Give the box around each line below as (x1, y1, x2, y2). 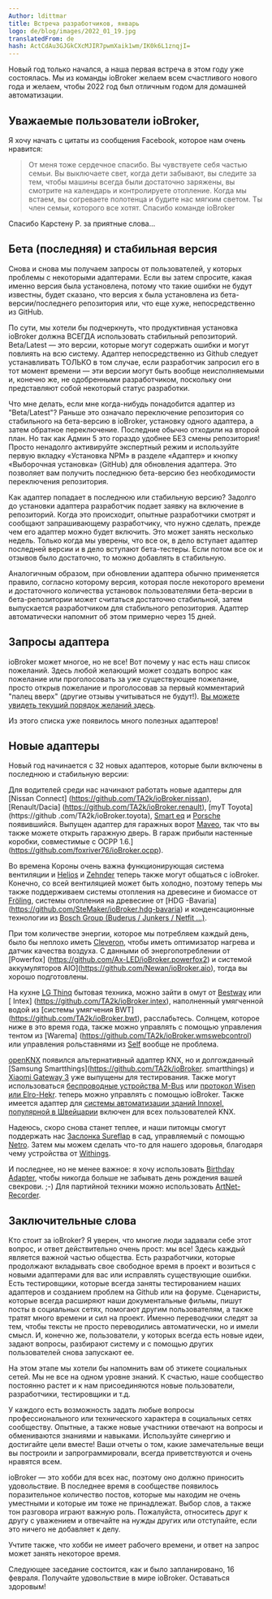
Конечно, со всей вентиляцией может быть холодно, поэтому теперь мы (8, 878, 262, 888)
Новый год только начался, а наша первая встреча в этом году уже (8, 64, 244, 74)
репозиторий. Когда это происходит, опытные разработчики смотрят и (8, 509, 256, 519)
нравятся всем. (8, 1457, 63, 1467)
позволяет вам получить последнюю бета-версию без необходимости (8, 468, 256, 478)
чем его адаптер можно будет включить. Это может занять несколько (8, 526, 254, 536)
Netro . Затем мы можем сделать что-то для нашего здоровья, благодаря (8, 1140, 263, 1150)
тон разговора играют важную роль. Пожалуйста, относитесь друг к (8, 1507, 248, 1517)
